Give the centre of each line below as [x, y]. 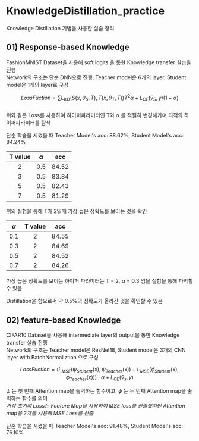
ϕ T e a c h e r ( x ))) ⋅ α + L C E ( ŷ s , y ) [100, 378]
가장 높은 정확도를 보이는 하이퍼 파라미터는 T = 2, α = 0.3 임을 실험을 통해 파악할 [99, 281]
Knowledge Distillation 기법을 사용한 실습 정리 [60, 28]
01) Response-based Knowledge [68, 47]
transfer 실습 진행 [27, 343]
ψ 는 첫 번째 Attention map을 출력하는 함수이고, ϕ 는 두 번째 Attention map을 [96, 390]
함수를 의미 [34, 398]
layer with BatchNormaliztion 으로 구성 [53, 358]
